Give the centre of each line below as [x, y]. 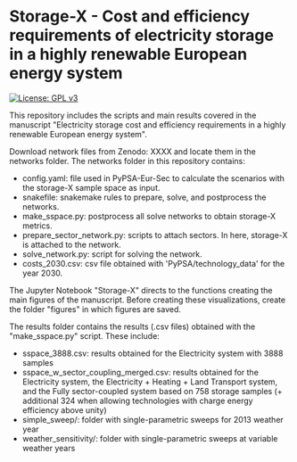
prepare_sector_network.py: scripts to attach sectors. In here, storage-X [155, 235]
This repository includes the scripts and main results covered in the [133, 115]
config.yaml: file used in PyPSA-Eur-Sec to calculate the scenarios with [153, 178]
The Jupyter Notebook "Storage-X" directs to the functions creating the [141, 290]
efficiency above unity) [64, 410]
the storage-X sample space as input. [91, 187]
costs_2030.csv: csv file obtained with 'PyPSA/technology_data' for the [153, 263]
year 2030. [42, 273]
